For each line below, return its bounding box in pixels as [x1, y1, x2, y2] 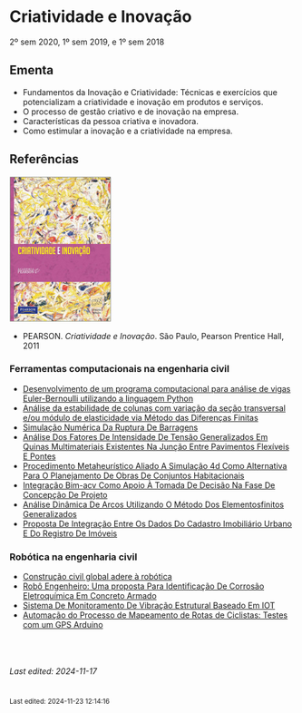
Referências [9, 151, 80, 167]
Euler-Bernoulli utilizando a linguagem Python [22, 393, 193, 404]
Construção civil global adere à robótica [22, 571, 172, 582]
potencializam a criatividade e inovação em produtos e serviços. [22, 96, 264, 107]
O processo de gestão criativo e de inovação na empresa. [22, 106, 239, 117]
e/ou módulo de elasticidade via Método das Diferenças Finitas [22, 412, 258, 423]
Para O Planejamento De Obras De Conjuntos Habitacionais [22, 470, 245, 481]
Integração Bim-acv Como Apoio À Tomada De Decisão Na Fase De [22, 479, 276, 491]
